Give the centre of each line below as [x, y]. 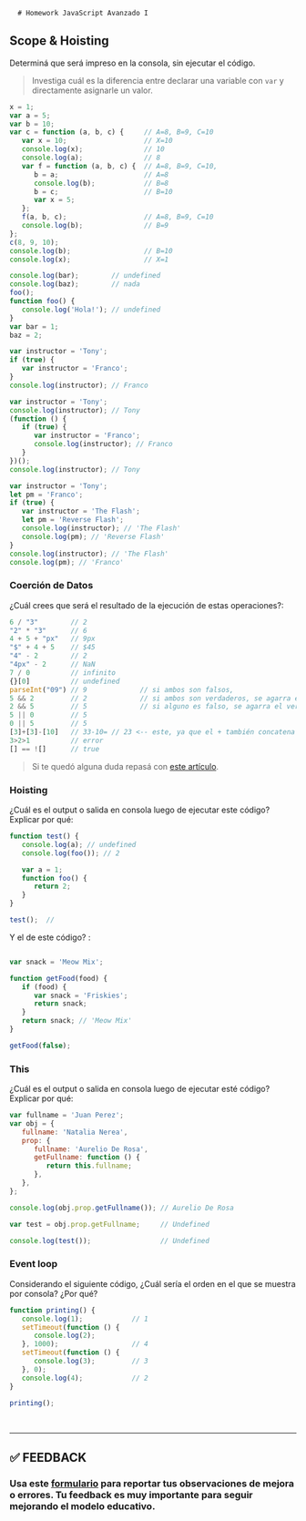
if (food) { [44, 987]
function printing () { [52, 1310]
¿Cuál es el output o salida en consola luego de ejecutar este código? [140, 810]
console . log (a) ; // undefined [79, 844]
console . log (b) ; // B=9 [95, 226]
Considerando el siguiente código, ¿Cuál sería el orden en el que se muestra [153, 1283]
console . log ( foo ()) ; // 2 [71, 853]
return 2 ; [52, 887]
